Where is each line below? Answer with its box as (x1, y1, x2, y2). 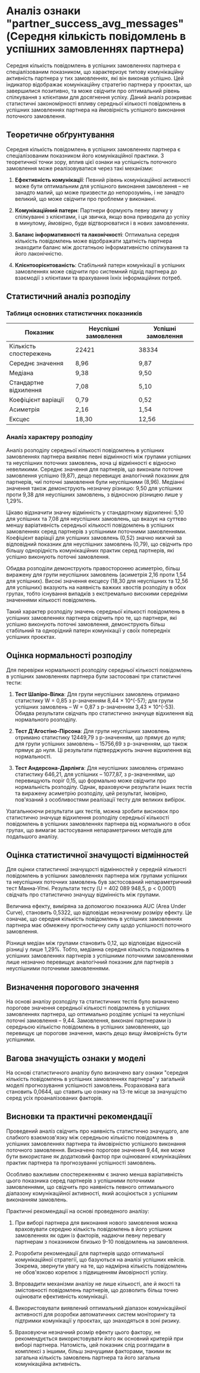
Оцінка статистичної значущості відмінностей (6, 850, 189, 860)
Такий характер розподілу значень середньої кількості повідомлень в (6, 608, 185, 615)
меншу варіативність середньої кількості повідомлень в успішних (6, 521, 174, 529)
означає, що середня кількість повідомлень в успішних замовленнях (6, 915, 183, 922)
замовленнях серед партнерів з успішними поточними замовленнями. (6, 527, 187, 535)
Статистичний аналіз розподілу (6, 291, 131, 302)
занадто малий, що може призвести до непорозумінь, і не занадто (14, 189, 185, 196)
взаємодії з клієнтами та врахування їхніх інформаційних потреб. (14, 274, 182, 281)
